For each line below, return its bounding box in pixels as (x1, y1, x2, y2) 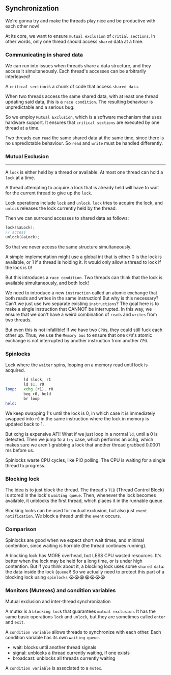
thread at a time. (5, 125, 40, 131)
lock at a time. (5, 174, 36, 181)
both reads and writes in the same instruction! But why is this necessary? (5, 295, 159, 302)
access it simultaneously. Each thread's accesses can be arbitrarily (5, 68, 147, 74)
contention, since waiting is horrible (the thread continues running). (5, 543, 147, 549)
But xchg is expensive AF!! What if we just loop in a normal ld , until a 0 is (5, 431, 158, 437)
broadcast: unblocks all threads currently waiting (12, 655, 116, 661)
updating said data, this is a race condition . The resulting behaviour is (5, 99, 153, 105)
